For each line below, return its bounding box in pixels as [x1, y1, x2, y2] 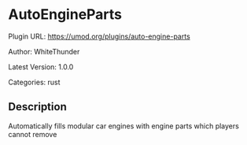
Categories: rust [8, 77, 61, 87]
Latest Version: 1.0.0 [8, 61, 74, 72]
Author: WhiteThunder [8, 46, 80, 56]
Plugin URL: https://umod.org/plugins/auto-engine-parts [8, 32, 190, 41]
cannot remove [8, 129, 57, 139]
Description [8, 100, 67, 113]
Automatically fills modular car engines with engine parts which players [8, 121, 240, 131]
